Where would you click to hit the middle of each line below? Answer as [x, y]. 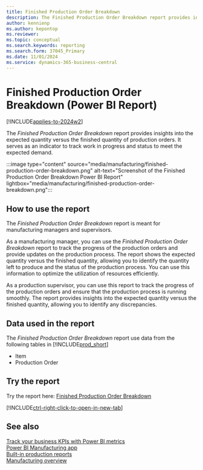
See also [23, 427]
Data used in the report [50, 323]
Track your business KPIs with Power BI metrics [66, 441]
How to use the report [48, 209]
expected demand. [30, 153]
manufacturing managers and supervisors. [59, 230]
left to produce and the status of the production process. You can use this [98, 267]
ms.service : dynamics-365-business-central [62, 62]
